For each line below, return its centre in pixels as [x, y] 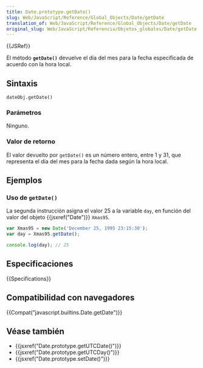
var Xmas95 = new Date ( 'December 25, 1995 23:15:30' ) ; [77, 228]
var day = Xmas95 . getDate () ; [43, 234]
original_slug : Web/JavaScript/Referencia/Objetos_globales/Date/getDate [102, 29]
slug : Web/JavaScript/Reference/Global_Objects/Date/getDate [85, 18]
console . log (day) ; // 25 [38, 245]
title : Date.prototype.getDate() [49, 12]
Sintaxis [22, 83]
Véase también [36, 331]
